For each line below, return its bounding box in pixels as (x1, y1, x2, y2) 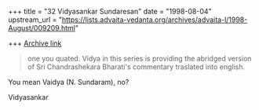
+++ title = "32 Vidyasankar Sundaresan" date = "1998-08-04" (8, 7, 212, 16)
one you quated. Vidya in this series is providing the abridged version (27, 54, 252, 63)
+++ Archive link (8, 38, 62, 48)
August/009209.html (8, 24, 76, 32)
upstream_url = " (8, 15, 63, 24)
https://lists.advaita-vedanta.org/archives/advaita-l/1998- (61, 15, 248, 24)
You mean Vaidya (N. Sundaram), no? (8, 78, 129, 86)
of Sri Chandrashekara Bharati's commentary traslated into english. (27, 62, 246, 71)
